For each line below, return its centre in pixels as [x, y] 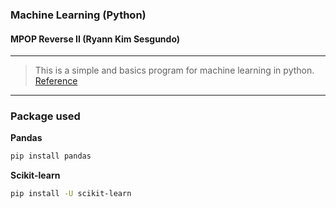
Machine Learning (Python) [78, 15]
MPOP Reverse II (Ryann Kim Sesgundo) [95, 39]
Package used [45, 116]
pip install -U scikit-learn [71, 194]
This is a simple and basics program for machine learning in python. [174, 70]
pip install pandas [51, 156]
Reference [56, 81]
